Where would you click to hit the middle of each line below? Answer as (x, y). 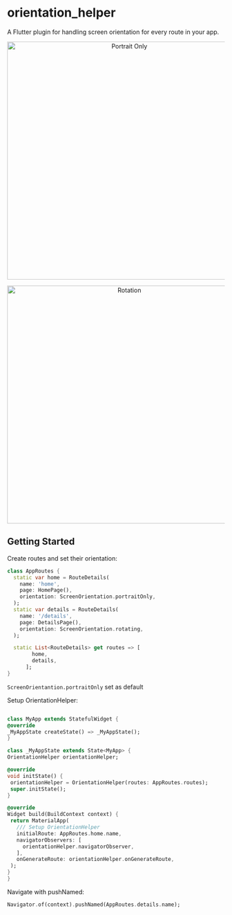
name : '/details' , (46, 616)
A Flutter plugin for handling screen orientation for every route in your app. (113, 32)
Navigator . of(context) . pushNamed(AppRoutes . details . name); (94, 905)
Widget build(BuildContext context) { (63, 815)
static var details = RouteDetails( (66, 610)
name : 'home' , (40, 584)
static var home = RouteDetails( (61, 577)
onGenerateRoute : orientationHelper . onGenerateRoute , (95, 860)
